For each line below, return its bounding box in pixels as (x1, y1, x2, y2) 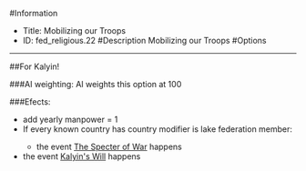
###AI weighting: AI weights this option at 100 (9, 79, 182, 89)
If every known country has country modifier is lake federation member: (22, 124, 293, 135)
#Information (9, 8, 58, 18)
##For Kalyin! (9, 61, 60, 72)
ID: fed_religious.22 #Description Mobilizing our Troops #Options (22, 35, 267, 45)
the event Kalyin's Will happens (22, 151, 141, 162)
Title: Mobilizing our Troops (22, 25, 126, 35)
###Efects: (9, 96, 51, 107)
